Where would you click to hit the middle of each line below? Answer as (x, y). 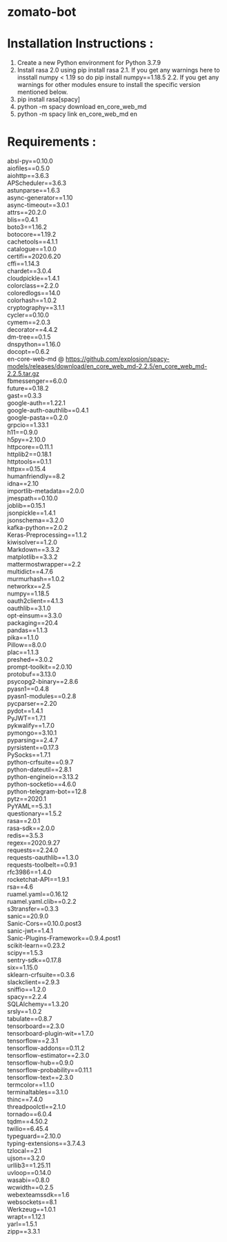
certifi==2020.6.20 (34, 257)
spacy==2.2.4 (27, 997)
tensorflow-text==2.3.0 (40, 1078)
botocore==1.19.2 (32, 235)
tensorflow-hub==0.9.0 (40, 1063)
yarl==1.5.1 (22, 1224)
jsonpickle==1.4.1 (31, 513)
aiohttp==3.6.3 (28, 176)
